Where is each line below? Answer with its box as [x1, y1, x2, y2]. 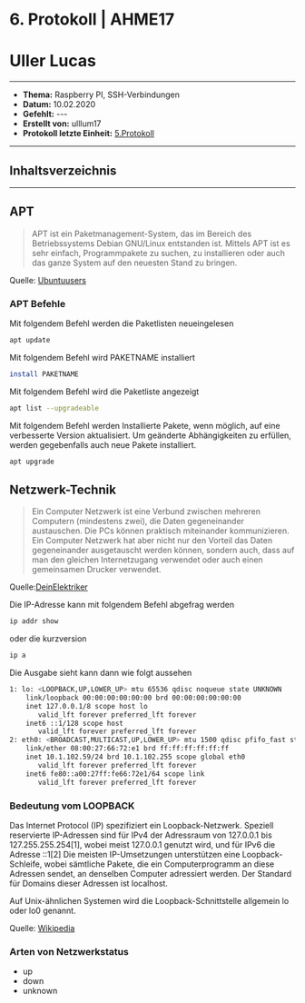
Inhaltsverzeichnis [9, 163, 117, 178]
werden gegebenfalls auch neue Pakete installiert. [9, 439, 197, 450]
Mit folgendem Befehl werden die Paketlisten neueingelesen [9, 318, 234, 329]
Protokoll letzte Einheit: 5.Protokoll [22, 128, 154, 139]
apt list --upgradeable [9, 403, 100, 412]
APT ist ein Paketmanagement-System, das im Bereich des [31, 228, 252, 239]
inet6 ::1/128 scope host [25, 719, 124, 728]
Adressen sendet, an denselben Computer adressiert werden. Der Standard [9, 868, 292, 879]
